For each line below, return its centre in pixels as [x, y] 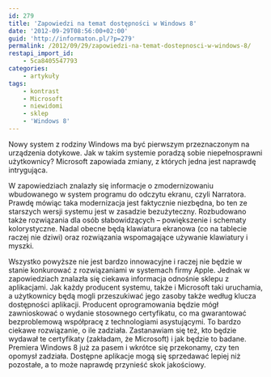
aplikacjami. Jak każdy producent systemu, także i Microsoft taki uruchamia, [135, 287]
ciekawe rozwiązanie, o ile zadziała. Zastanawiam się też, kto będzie [123, 330]
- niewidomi [43, 106]
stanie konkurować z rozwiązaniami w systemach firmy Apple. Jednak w [129, 270]
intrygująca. [28, 170]
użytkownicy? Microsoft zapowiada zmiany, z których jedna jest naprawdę [132, 161]
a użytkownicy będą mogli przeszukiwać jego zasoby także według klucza [132, 295]
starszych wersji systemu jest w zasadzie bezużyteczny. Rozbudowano [127, 211]
